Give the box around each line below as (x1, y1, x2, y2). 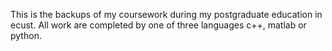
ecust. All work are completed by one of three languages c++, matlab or (10, 19, 307, 31)
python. (10, 30, 42, 41)
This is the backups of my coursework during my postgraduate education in (10, 9, 323, 20)
